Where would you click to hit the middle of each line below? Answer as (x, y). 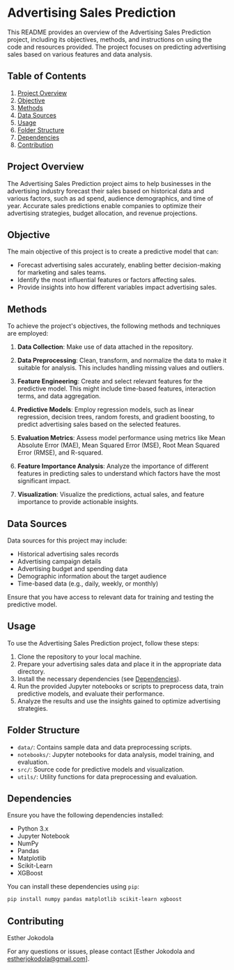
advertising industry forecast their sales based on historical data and (106, 191)
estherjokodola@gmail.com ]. (48, 959)
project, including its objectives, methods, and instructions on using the (110, 39)
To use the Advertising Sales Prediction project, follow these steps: (103, 643)
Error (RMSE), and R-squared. (60, 453)
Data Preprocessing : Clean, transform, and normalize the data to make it (122, 361)
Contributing (36, 921)
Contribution (35, 145)
